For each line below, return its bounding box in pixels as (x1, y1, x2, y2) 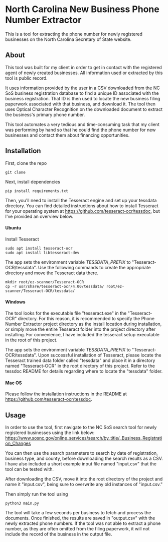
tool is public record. (5, 75, 48, 81)
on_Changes (5, 440, 31, 446)
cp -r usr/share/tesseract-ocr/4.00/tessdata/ (5, 284, 104, 289)
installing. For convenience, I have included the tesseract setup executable (5, 331, 159, 337)
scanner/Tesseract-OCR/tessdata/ (5, 288, 75, 293)
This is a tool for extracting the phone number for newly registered (5, 31, 143, 37)
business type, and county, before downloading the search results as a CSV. (5, 455, 163, 461)
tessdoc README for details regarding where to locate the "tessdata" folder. (5, 368, 163, 374)
